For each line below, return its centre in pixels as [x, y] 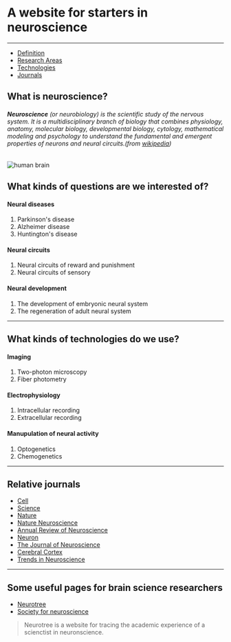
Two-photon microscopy [52, 372]
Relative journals [44, 484]
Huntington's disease [47, 234]
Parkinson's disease [46, 219]
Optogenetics [36, 449]
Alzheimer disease [43, 227]
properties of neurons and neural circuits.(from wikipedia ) [89, 143]
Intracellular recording [48, 410]
